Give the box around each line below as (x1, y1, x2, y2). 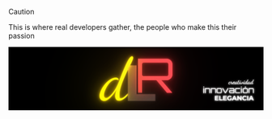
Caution (8, 7, 35, 16)
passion (8, 31, 35, 40)
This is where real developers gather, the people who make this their (8, 23, 237, 31)
